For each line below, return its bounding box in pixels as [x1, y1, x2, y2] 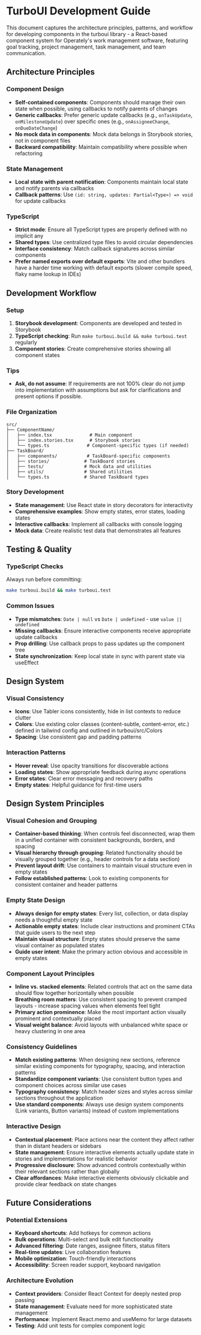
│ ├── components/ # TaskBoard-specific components [6, 453, 170, 459]
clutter [14, 714, 31, 721]
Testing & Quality [6, 544, 72, 554]
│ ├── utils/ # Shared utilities [6, 469, 133, 475]
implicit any [14, 232, 44, 239]
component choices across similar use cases [14, 1082, 127, 1089]
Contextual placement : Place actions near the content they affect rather [14, 1136, 194, 1143]
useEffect [14, 659, 39, 666]
